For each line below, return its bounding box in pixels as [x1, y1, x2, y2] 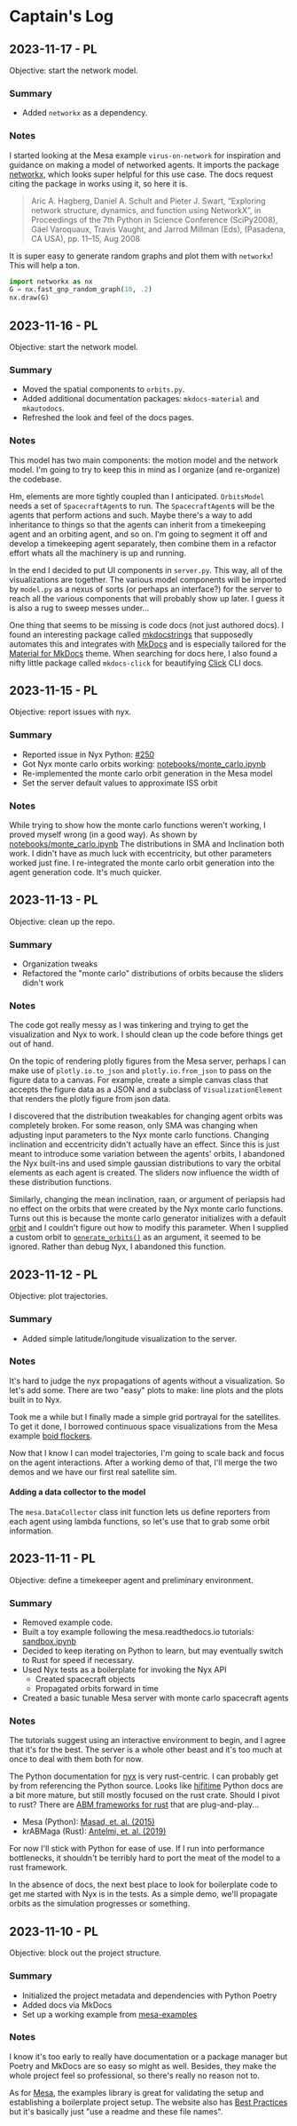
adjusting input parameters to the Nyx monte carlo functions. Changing [9, 1130, 270, 1141]
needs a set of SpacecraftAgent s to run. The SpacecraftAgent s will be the [9, 500, 275, 511]
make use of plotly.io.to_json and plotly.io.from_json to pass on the [9, 1065, 272, 1076]
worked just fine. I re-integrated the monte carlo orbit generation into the [9, 857, 275, 868]
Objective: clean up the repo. [9, 916, 115, 927]
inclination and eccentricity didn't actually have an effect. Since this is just [9, 1139, 280, 1150]
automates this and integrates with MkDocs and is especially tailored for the [9, 638, 286, 649]
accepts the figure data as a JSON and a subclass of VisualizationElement [9, 1084, 284, 1095]
